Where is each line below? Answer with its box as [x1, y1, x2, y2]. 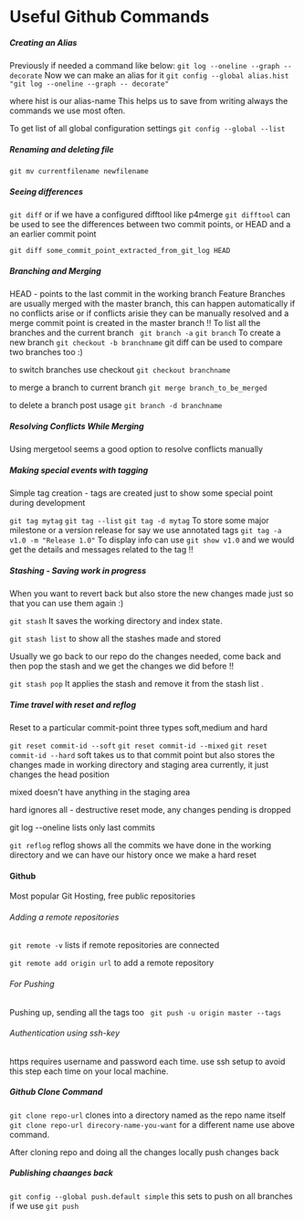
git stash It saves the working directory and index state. [9, 615, 224, 626]
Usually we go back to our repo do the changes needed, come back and [9, 650, 281, 661]
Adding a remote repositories [9, 911, 120, 922]
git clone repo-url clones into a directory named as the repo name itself [9, 1110, 286, 1120]
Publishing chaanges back [9, 1167, 114, 1179]
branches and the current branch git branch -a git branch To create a [9, 327, 281, 339]
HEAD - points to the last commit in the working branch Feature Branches [9, 289, 286, 300]
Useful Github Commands [9, 6, 210, 27]
